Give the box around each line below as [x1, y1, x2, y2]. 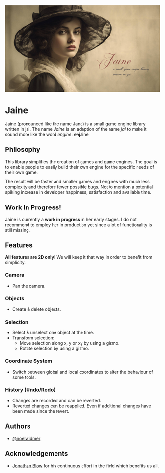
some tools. [12, 374, 36, 380]
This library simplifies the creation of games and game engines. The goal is [5, 158, 157, 165]
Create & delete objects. [12, 306, 61, 312]
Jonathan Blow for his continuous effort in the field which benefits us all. [12, 463, 159, 469]
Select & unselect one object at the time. [12, 330, 94, 336]
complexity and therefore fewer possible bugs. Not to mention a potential [5, 184, 153, 190]
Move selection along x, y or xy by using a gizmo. [19, 340, 120, 346]
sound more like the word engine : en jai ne [5, 131, 89, 137]
